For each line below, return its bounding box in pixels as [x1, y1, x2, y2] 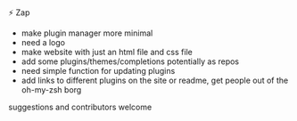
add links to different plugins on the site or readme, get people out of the [21, 75, 289, 85]
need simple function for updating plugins [21, 66, 176, 76]
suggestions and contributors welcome [8, 101, 153, 112]
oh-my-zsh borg [21, 85, 82, 95]
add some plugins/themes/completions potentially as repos [21, 56, 240, 67]
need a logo [21, 37, 66, 47]
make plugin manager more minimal [21, 28, 153, 38]
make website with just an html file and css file [21, 47, 193, 57]
